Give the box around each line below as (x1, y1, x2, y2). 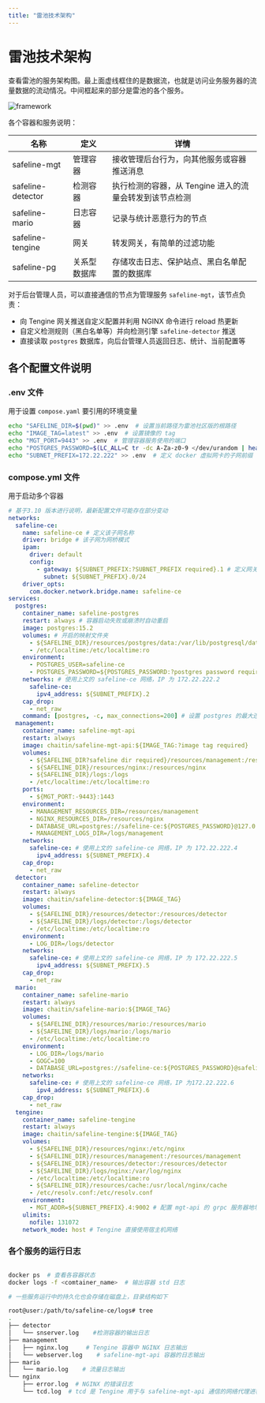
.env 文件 (8, 387, 44, 398)
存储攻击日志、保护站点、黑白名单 (111, 256, 239, 267)
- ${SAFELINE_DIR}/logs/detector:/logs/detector (28, 917, 192, 926)
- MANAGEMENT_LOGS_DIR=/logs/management (28, 829, 164, 837)
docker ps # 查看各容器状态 (8, 1271, 96, 1279)
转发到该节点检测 (127, 192, 192, 203)
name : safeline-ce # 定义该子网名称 (22, 529, 135, 537)
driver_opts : (22, 580, 65, 588)
